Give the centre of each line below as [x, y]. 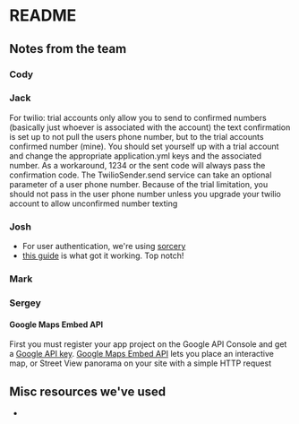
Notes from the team [68, 49]
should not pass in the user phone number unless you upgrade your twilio [145, 194]
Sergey [26, 303]
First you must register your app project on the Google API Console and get [148, 344]
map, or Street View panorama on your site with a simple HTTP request [140, 363]
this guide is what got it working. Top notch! [103, 255]
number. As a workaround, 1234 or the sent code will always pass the [137, 165]
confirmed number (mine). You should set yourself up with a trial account [144, 146]
